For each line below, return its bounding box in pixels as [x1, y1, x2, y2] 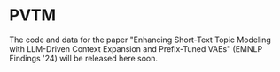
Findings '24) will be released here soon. [9, 53, 158, 63]
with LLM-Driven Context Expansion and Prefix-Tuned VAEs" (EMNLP [9, 43, 263, 54]
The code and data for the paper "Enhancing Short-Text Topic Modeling [9, 34, 272, 45]
